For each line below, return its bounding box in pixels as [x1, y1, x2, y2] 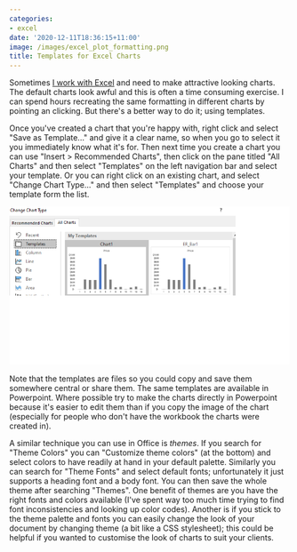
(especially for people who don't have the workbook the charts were [9, 411, 260, 421]
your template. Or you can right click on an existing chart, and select [9, 170, 260, 181]
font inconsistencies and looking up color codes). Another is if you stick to [9, 503, 282, 515]
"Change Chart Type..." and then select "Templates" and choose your [9, 180, 264, 190]
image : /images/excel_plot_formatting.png [9, 43, 169, 52]
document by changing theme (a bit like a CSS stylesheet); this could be [9, 523, 274, 533]
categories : [9, 14, 53, 23]
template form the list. [9, 189, 90, 200]
